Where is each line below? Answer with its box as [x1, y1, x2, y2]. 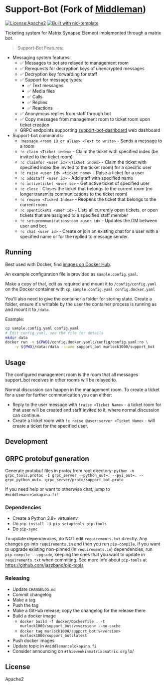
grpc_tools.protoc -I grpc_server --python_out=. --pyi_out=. [5, 473, 137, 478]
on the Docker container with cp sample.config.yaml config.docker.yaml [5, 286, 156, 292]
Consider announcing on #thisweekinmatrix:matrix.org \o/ [12, 648, 134, 654]
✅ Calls [27, 94, 43, 100]
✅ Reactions [27, 105, 53, 111]
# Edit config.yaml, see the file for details [5, 330, 104, 335]
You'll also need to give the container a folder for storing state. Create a [5, 295, 152, 301]
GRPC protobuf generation [5, 454, 89, 463]
